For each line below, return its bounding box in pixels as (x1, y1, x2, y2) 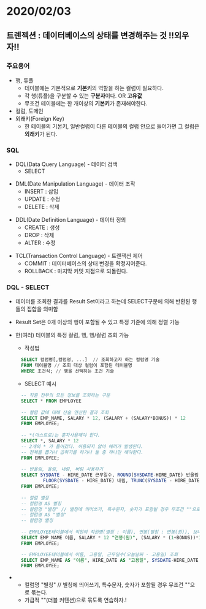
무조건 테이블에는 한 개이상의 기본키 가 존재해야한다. (24, 99, 148, 107)
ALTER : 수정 (24, 239, 56, 246)
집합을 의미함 (26, 305, 58, 313)
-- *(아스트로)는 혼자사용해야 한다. (21, 432, 101, 439)
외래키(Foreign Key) (15, 115, 64, 122)
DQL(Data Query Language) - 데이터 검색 (15, 161, 118, 168)
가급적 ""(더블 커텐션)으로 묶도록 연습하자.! (24, 596, 127, 604)
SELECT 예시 (24, 380, 57, 387)
